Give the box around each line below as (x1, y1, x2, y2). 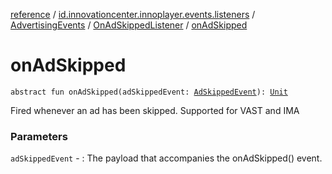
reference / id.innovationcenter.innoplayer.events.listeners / (10, 9, 256, 20)
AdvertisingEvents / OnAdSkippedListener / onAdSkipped (10, 19, 248, 31)
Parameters (10, 129, 68, 143)
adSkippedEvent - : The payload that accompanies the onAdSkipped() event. (10, 152, 323, 164)
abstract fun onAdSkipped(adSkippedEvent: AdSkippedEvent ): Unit (10, 87, 288, 97)
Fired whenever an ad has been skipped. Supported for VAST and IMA (10, 104, 300, 116)
